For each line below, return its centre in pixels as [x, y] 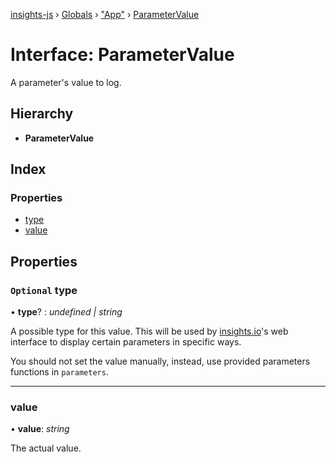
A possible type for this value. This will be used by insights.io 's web [149, 331]
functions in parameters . [59, 372]
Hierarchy [42, 114]
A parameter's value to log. [66, 82]
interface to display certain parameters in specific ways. [126, 342]
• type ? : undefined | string [66, 312]
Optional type [44, 290]
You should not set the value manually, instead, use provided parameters [160, 361]
